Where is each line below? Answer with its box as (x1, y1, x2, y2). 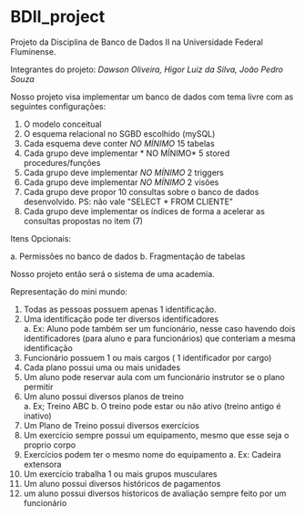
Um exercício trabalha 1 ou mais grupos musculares (23, 468, 218, 480)
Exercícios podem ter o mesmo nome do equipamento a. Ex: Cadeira (23, 449, 281, 459)
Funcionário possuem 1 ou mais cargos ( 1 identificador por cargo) (23, 352, 272, 363)
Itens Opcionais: (10, 232, 72, 243)
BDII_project (10, 6, 106, 27)
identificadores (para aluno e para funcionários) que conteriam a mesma (23, 333, 296, 344)
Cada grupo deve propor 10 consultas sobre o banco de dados (23, 186, 259, 197)
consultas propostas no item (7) (23, 215, 144, 226)
